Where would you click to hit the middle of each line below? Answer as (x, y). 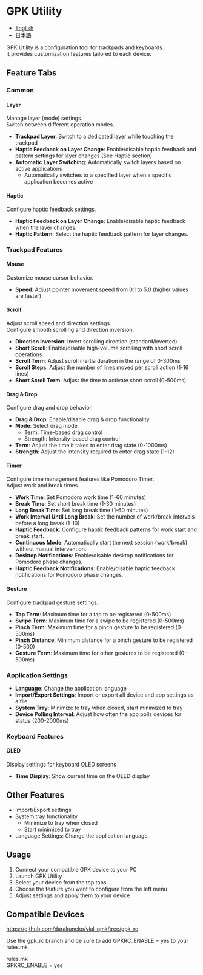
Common (20, 91)
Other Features (35, 795)
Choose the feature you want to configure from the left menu (91, 889)
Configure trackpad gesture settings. (52, 602)
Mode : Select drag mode (46, 426)
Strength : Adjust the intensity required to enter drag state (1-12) (95, 452)
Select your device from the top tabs (61, 882)
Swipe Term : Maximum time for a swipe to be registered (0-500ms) (100, 621)
